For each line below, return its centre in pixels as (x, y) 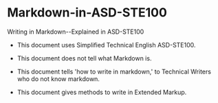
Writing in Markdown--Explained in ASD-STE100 (76, 32)
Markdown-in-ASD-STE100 (87, 13)
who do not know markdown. (58, 79)
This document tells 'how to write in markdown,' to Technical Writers (114, 71)
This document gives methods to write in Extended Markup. (102, 92)
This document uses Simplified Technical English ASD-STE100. (106, 45)
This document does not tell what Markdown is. (84, 58)
